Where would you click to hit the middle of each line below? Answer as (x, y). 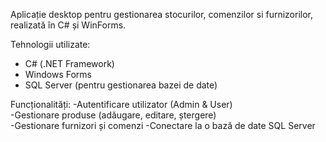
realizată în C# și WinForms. (68, 25)
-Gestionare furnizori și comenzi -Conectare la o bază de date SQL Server (163, 125)
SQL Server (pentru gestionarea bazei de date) (121, 85)
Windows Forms (58, 74)
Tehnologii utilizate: (50, 44)
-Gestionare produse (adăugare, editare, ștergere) (113, 115)
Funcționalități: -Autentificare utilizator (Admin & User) (121, 104)
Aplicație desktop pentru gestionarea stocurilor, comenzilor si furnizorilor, (161, 14)
